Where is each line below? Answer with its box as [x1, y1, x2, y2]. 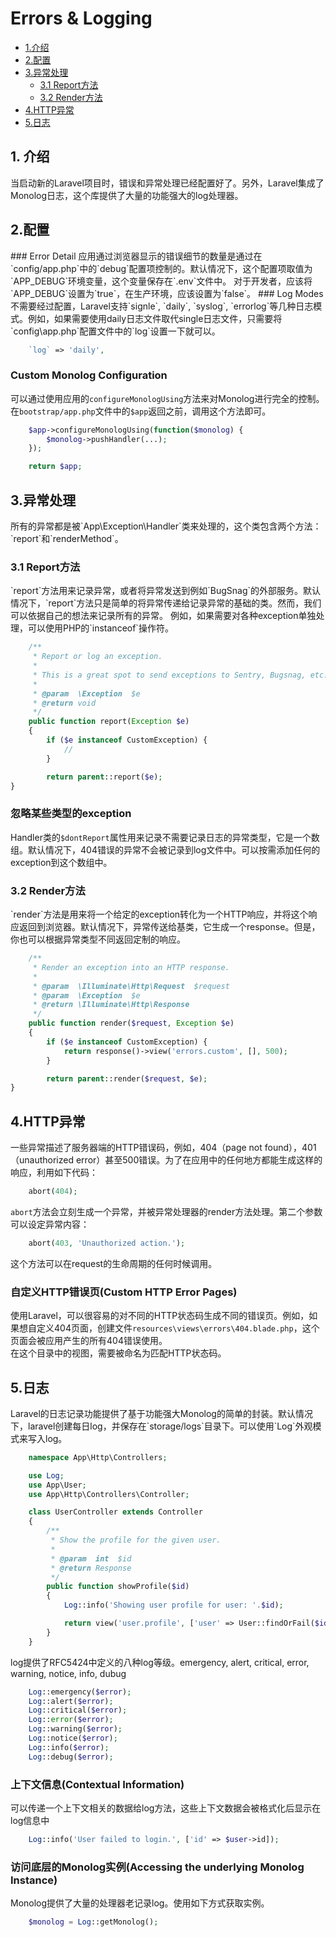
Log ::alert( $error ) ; [28, 1696, 114, 1706]
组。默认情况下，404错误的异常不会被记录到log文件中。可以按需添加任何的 [10, 843, 321, 856]
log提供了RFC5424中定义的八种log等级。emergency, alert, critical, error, [10, 1656, 310, 1668]
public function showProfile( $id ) [46, 1582, 190, 1592]
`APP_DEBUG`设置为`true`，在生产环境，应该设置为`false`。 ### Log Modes [10, 287, 324, 299]
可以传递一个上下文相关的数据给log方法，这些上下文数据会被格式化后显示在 [10, 1802, 322, 1814]
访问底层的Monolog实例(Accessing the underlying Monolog [10, 1860, 305, 1874]
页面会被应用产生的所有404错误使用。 [10, 1335, 168, 1347]
